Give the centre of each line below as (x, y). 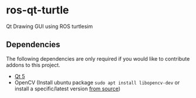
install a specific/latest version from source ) (68, 89)
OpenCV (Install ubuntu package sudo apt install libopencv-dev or (97, 82)
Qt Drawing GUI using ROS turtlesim (49, 26)
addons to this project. (33, 65)
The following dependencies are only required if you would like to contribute (98, 58)
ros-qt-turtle (37, 10)
